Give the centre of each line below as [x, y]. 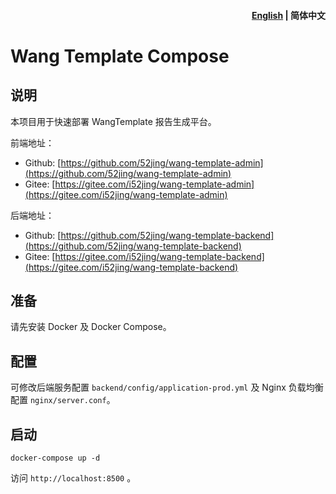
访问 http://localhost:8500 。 [73, 478]
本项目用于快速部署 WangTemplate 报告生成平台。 [113, 121]
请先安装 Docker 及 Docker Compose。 [91, 327]
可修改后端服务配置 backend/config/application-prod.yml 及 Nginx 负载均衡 [167, 387]
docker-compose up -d [55, 458]
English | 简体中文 [288, 15]
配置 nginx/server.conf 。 [63, 400]
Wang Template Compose [120, 56]
